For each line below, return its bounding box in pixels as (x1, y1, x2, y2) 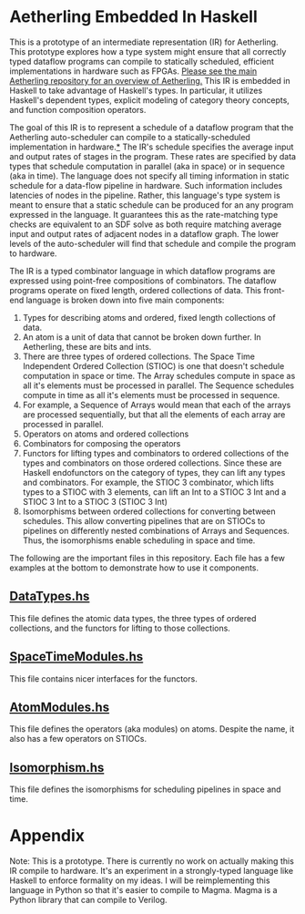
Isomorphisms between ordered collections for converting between (22, 506, 276, 517)
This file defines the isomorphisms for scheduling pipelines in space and (9, 784, 281, 795)
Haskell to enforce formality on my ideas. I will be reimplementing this (9, 875, 270, 886)
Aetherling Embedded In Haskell (9, 6, 258, 27)
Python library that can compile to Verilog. (9, 895, 168, 906)
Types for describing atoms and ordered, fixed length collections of (22, 312, 276, 323)
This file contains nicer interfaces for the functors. (9, 673, 198, 684)
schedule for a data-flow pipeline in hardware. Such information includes (9, 180, 283, 190)
